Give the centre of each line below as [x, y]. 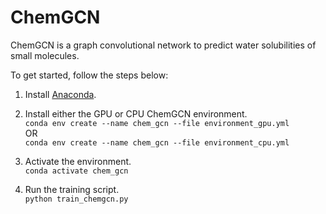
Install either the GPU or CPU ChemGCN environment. [136, 113]
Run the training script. [72, 189]
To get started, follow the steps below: [89, 75]
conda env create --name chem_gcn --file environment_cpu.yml [157, 142]
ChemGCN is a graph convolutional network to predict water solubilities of [163, 45]
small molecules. [45, 55]
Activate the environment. [78, 161]
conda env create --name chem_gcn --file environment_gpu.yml [157, 123]
